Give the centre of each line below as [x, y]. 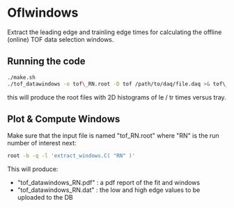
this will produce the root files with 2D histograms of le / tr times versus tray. [117, 97]
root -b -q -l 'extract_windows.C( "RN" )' [71, 156]
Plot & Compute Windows [64, 119]
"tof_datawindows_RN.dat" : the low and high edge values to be [109, 190]
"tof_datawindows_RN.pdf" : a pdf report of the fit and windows [109, 183]
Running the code [46, 62]
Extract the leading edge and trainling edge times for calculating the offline [115, 32]
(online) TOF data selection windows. [61, 39]
